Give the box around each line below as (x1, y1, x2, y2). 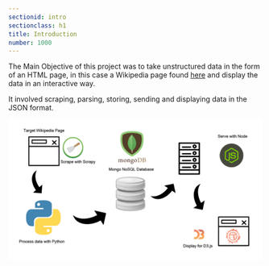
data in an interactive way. (8, 79, 96, 89)
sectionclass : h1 (8, 21, 67, 30)
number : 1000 (8, 39, 52, 47)
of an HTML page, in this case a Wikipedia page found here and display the (8, 70, 259, 80)
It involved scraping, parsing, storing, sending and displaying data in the (8, 94, 248, 104)
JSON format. (8, 103, 54, 113)
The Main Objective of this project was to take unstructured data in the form (8, 61, 260, 72)
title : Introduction (8, 30, 78, 38)
